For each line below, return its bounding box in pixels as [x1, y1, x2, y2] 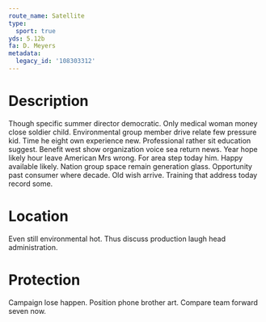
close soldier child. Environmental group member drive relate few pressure [8, 127, 257, 137]
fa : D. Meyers [8, 42, 57, 50]
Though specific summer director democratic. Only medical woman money [8, 118, 258, 128]
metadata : [8, 49, 42, 57]
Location [8, 207, 69, 225]
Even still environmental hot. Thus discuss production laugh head [8, 234, 226, 244]
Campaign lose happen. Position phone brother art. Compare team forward [8, 297, 259, 307]
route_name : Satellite [8, 11, 85, 20]
